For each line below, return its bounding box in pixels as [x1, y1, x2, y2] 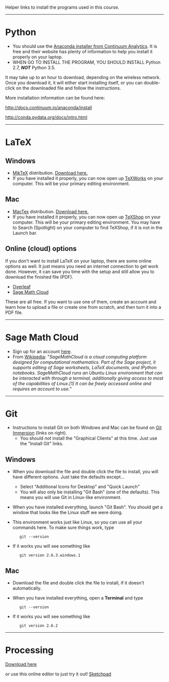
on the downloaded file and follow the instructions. [16, 85, 121, 91]
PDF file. [5, 309, 23, 315]
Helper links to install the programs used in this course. [5, 5, 120, 10]
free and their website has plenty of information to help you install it [12, 48, 153, 54]
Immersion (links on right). [12, 430, 67, 436]
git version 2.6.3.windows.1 [19, 553, 80, 558]
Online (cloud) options [5, 244, 77, 253]
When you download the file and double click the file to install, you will [12, 469, 158, 475]
